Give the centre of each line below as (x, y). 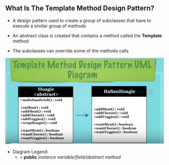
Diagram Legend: (30, 151)
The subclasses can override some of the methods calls (71, 50)
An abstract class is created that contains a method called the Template (87, 35)
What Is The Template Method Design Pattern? (80, 8)
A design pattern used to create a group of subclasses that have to (82, 20)
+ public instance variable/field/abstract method (70, 157)
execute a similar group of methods (49, 26)
